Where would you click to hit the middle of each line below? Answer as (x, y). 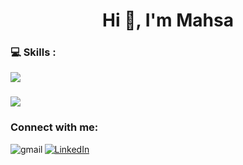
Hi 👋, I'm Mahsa (168, 20)
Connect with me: (54, 127)
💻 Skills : (33, 52)
